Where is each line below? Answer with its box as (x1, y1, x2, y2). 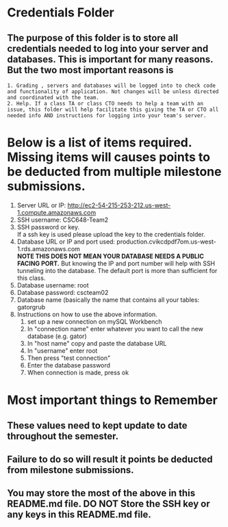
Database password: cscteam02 (16, 288, 109, 296)
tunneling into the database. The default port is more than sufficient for (16, 266, 218, 274)
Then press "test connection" (27, 354, 111, 362)
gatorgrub (16, 303, 46, 311)
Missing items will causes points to (7, 149, 211, 165)
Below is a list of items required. (7, 135, 192, 151)
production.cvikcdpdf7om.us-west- (116, 237, 217, 246)
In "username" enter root (27, 346, 98, 355)
